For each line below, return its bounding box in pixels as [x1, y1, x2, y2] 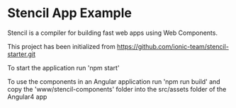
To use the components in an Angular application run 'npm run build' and [7, 77, 221, 86]
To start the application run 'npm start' [7, 63, 120, 72]
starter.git [7, 50, 35, 58]
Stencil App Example [7, 5, 133, 21]
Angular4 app [7, 92, 47, 101]
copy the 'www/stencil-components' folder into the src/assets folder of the [7, 85, 227, 93]
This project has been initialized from [7, 42, 116, 50]
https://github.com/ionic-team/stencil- [116, 42, 229, 50]
